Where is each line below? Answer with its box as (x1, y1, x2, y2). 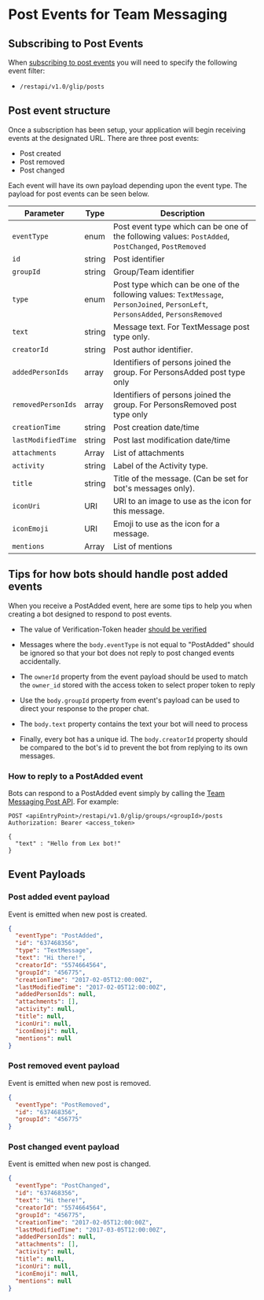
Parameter (24, 207, 64, 218)
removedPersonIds (12, 400, 77, 409)
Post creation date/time (112, 421, 200, 432)
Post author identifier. (112, 344, 193, 355)
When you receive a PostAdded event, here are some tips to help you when (8, 601, 253, 610)
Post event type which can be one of (112, 220, 249, 231)
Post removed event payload (8, 1061, 120, 1072)
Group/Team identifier (112, 266, 195, 277)
